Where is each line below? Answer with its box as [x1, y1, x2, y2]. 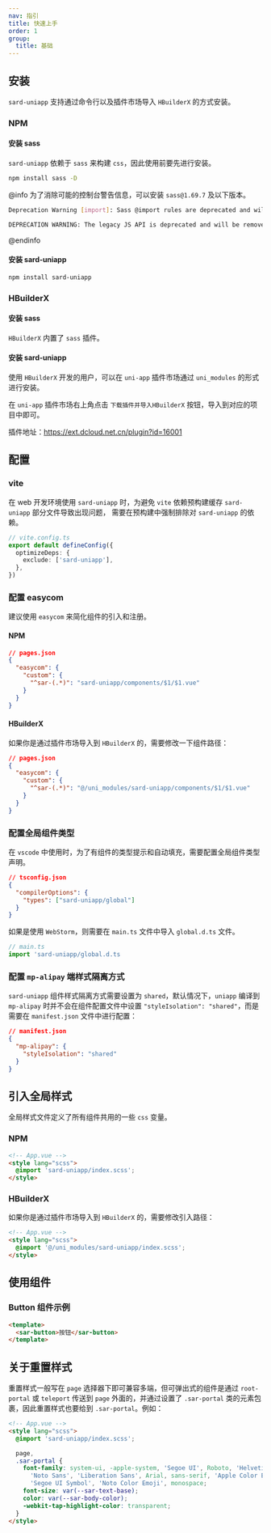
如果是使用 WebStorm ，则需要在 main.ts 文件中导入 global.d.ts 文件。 [8, 927, 240, 937]
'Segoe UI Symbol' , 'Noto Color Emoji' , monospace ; [29, 1480, 207, 1488]
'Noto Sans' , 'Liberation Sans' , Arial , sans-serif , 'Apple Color [29, 1472, 258, 1480]
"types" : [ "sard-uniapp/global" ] [23, 896, 135, 904]
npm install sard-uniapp [8, 273, 92, 282]
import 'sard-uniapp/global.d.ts [8, 951, 121, 959]
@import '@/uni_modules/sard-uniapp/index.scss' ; [15, 1243, 186, 1252]
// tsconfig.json [8, 874, 67, 882]
